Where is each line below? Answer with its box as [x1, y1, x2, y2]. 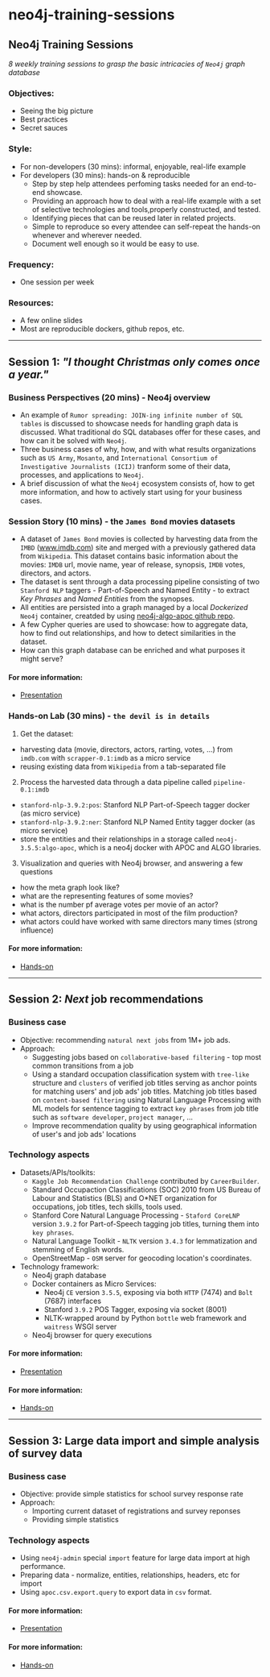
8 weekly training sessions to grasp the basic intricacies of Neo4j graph [8, 59, 246, 68]
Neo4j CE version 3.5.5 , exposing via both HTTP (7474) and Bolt [43, 1287, 253, 1297]
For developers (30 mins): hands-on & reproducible [19, 170, 190, 180]
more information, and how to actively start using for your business [19, 487, 243, 496]
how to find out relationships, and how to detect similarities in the [19, 629, 236, 638]
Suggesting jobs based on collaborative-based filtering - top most [31, 1052, 262, 1061]
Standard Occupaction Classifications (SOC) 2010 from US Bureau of [31, 1185, 261, 1194]
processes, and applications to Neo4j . [19, 470, 145, 479]
